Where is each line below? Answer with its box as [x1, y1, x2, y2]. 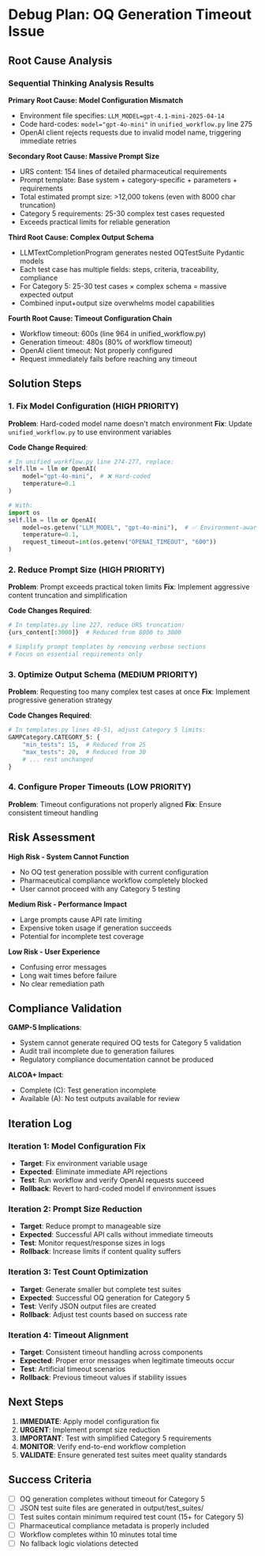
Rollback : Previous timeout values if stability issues [19, 1372, 187, 1382]
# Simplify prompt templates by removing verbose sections [8, 643, 207, 651]
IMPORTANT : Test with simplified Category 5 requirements [19, 1433, 212, 1443]
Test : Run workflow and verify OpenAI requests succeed [19, 1176, 204, 1185]
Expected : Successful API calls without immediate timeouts [19, 1230, 214, 1240]
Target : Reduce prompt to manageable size [19, 1221, 162, 1231]
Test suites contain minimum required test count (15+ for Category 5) [19, 1512, 244, 1521]
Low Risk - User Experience [8, 947, 101, 956]
